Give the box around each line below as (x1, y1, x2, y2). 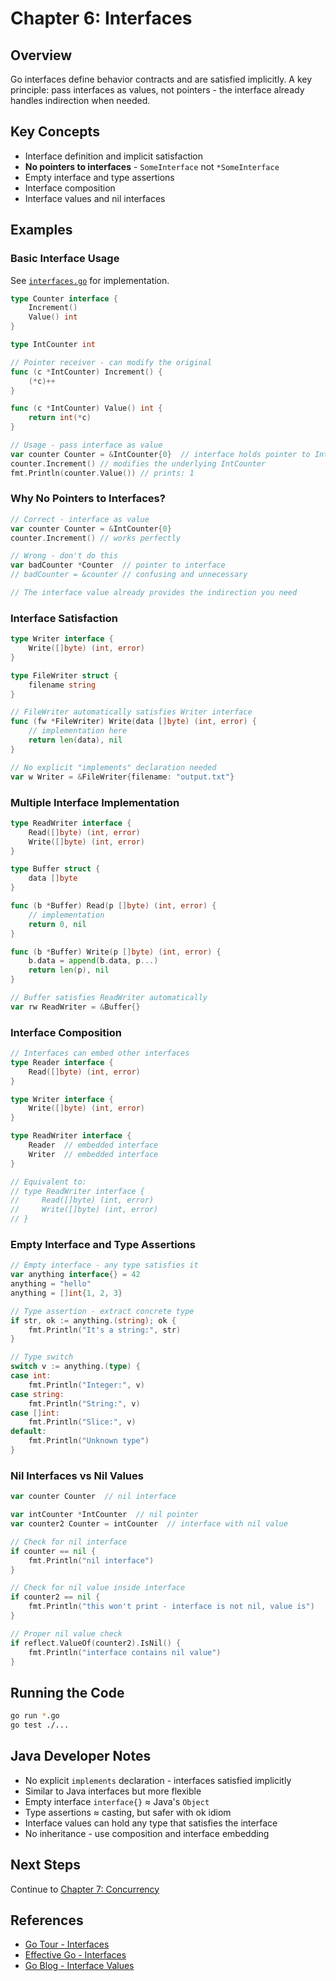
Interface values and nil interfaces (24, 192, 166, 204)
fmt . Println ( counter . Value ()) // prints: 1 (10, 468, 195, 478)
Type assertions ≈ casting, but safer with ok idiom (24, 1806, 232, 1818)
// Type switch (10, 1352, 74, 1362)
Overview (10, 47, 73, 64)
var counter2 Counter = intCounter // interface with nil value (10, 1519, 288, 1529)
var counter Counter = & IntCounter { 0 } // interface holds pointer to (10, 449, 311, 459)
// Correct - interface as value (10, 514, 150, 524)
